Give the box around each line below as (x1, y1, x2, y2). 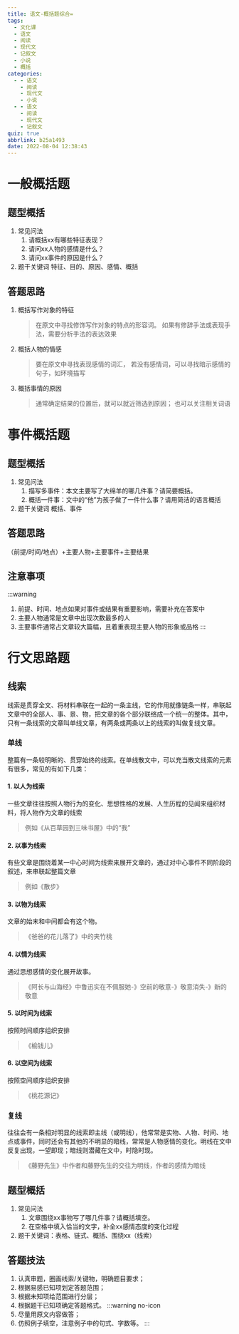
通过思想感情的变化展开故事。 (7, 967, 95, 975)
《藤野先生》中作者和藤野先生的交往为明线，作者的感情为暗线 (24, 1161, 206, 1170)
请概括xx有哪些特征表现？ (28, 236, 105, 245)
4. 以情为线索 (7, 950, 46, 959)
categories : (7, 70, 43, 77)
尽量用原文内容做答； (17, 1310, 80, 1318)
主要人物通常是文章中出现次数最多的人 (17, 613, 130, 622)
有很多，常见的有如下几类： (7, 764, 89, 773)
